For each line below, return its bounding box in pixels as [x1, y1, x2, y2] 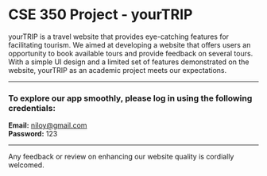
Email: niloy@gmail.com [8, 121, 87, 130]
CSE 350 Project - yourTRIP [8, 6, 193, 24]
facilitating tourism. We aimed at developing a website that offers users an [8, 40, 251, 49]
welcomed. [8, 160, 45, 170]
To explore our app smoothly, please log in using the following [8, 93, 253, 104]
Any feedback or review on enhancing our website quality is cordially [8, 152, 234, 162]
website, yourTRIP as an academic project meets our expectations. [8, 65, 227, 75]
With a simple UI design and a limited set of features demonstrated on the [8, 57, 250, 67]
